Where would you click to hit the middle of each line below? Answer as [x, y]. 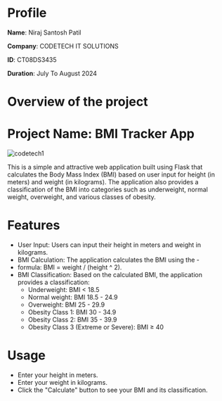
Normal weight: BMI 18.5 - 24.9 [73, 297]
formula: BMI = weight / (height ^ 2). [70, 267]
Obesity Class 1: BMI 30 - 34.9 [72, 312]
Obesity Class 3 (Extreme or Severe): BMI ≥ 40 [96, 327]
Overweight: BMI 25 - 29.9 [66, 305]
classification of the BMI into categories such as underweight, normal [108, 190]
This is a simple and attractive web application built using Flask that [105, 167]
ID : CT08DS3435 [32, 59]
